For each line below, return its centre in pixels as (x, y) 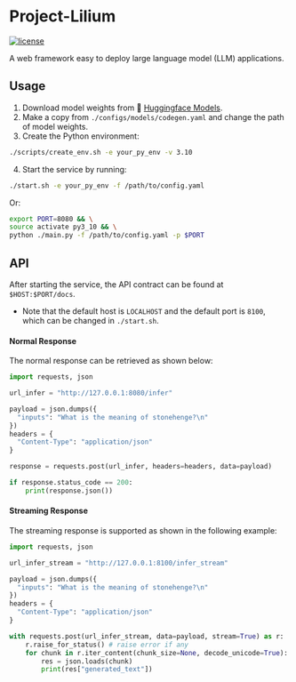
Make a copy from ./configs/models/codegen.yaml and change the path (153, 116)
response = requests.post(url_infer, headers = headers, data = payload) (141, 467)
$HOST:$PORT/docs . (42, 293)
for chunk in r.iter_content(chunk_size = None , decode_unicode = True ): (157, 653)
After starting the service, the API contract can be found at (116, 284)
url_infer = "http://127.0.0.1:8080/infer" (91, 393)
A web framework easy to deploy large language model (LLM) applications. (147, 58)
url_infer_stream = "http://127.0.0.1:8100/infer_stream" (119, 563)
